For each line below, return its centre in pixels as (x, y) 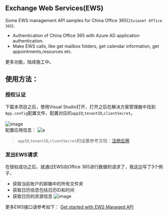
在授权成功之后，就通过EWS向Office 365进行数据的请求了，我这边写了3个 (82, 167)
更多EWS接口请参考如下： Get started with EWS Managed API (69, 207)
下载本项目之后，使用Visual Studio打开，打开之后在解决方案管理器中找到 (80, 106)
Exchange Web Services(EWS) (54, 8)
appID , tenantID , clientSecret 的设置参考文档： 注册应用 (73, 141)
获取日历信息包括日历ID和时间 (43, 190)
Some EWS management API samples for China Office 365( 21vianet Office (84, 20)
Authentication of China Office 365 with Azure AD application (76, 35)
